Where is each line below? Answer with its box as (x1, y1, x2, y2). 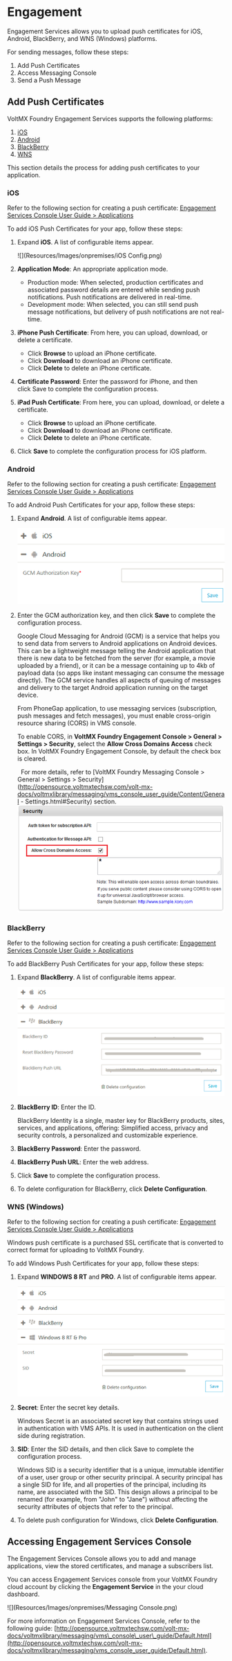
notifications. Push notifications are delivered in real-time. (27, 293, 192, 301)
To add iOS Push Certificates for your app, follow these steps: (7, 224, 183, 233)
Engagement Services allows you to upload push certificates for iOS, (7, 27, 203, 35)
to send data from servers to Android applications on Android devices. (17, 639, 217, 648)
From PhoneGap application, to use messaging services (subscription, (17, 704, 217, 712)
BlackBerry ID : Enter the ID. (17, 1103, 97, 1111)
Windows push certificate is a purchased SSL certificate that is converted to (7, 1238, 224, 1247)
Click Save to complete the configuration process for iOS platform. (17, 447, 207, 456)
